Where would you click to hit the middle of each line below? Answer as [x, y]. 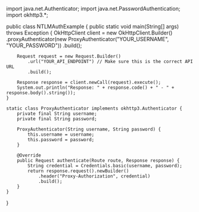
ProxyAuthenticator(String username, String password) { [89, 129]
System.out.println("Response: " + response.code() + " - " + [96, 88]
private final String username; [57, 114]
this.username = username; [61, 135]
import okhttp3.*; [27, 15]
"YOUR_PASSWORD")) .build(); [44, 45]
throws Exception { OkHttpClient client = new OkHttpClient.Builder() [89, 33]
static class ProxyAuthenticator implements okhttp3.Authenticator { [94, 108]
